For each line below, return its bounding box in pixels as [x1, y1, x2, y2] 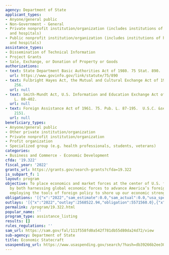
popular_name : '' [5, 209, 42, 215]
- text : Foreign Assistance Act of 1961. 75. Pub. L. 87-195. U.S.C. [5, 106, 156, 111]
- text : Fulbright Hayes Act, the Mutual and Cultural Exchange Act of [5, 78, 158, 83]
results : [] [5, 219, 30, 224]
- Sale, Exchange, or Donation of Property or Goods [5, 59, 118, 64]
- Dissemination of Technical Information [5, 49, 96, 55]
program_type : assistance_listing [5, 214, 78, 219]
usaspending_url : [5, 242, 42, 247]
